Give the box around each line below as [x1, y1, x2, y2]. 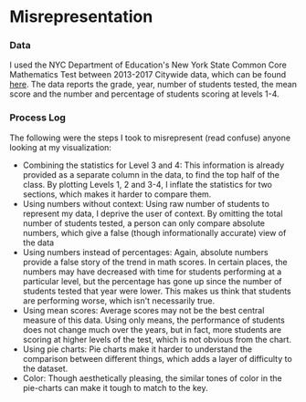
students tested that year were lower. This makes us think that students [22, 285, 291, 296]
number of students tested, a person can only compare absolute [22, 217, 266, 229]
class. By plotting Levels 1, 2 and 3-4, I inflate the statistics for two [22, 179, 272, 190]
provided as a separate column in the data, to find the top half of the [22, 169, 280, 180]
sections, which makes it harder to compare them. [22, 189, 212, 200]
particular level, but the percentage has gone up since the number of [22, 275, 282, 286]
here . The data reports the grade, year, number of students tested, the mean [9, 79, 297, 90]
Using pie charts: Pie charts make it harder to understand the [22, 344, 253, 355]
